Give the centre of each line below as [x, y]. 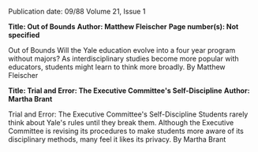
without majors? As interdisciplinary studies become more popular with [123, 59]
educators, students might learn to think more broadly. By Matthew [117, 67]
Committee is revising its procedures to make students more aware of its [126, 131]
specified [24, 35]
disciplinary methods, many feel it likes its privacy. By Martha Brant [117, 139]
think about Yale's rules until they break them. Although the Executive [121, 122]
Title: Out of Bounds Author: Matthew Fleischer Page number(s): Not [123, 26]
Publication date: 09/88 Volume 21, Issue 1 [77, 11]
